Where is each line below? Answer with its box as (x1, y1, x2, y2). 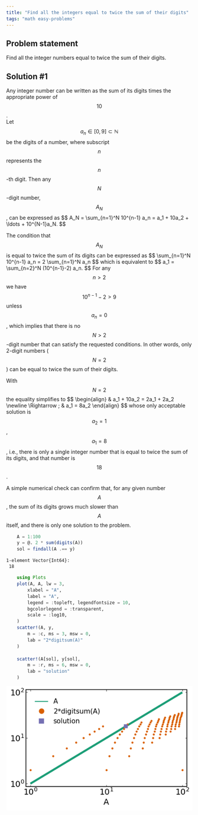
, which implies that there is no (6, 322, 81, 329)
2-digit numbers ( (6, 347, 49, 354)
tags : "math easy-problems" (6, 15, 76, 22)
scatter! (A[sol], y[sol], (17, 656, 81, 662)
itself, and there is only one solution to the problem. (6, 522, 131, 529)
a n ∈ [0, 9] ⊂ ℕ (80, 128, 119, 136)
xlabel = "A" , (27, 587, 62, 593)
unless (6, 302, 22, 309)
